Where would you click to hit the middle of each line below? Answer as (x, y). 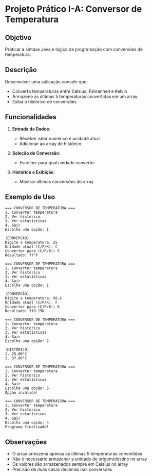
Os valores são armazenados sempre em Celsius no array (70, 464)
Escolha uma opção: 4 (27, 423)
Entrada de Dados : (31, 129)
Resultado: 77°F (21, 255)
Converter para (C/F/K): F (32, 251)
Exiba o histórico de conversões (44, 101)
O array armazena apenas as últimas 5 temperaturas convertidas (77, 454)
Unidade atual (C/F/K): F (31, 302)
